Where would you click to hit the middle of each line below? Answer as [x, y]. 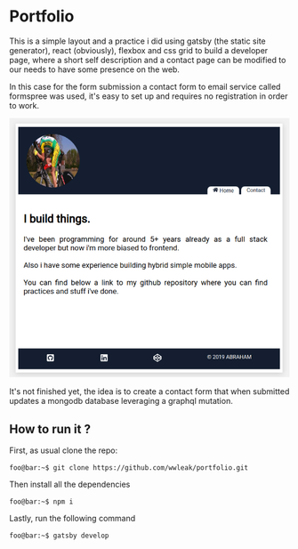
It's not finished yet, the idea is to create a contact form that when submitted [149, 392]
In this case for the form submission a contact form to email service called [145, 86]
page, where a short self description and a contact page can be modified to [148, 60]
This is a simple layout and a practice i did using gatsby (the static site [137, 41]
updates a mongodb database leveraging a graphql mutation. [121, 401]
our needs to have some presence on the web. [95, 69]
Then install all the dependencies [70, 484]
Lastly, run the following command [72, 518]
